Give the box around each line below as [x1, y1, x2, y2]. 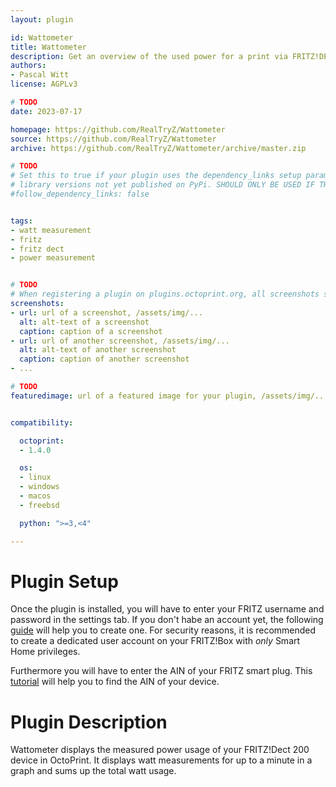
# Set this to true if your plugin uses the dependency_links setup [10, 171, 302, 181]
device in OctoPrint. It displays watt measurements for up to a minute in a [10, 754, 313, 766]
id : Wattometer [10, 32, 74, 43]
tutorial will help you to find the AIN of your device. [10, 676, 220, 688]
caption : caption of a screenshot [19, 326, 163, 336]
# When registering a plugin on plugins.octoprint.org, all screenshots [10, 289, 320, 300]
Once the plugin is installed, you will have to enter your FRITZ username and [10, 603, 325, 615]
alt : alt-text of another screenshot [19, 345, 177, 355]
